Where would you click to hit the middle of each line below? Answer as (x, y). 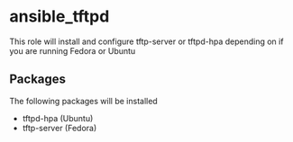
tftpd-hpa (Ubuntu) (58, 118)
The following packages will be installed (83, 101)
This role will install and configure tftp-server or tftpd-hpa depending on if (146, 41)
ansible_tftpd (60, 17)
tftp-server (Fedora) (60, 128)
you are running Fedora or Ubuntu (73, 50)
